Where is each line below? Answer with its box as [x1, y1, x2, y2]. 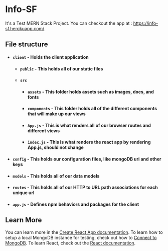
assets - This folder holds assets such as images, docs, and [27, 89, 154, 95]
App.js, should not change [27, 144, 84, 150]
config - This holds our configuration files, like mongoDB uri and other [12, 156, 161, 162]
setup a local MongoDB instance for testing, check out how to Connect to [5, 234, 157, 240]
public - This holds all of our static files [20, 65, 103, 71]
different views [27, 127, 60, 134]
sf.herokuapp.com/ [5, 25, 45, 31]
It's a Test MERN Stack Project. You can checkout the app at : [5, 20, 132, 26]
